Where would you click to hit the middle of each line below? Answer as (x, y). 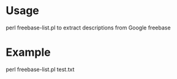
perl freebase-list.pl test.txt (40, 69)
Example (28, 52)
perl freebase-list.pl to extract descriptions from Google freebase (88, 28)
